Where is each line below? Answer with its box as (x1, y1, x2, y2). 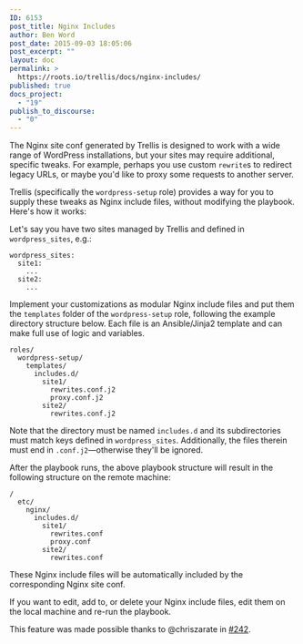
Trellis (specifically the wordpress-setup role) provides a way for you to (9, 187, 275, 198)
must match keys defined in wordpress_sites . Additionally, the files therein (9, 434, 288, 446)
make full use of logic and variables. (9, 328, 146, 339)
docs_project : (9, 89, 64, 98)
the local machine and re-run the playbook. (9, 607, 171, 618)
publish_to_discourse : (9, 107, 96, 116)
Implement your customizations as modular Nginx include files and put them (9, 299, 295, 310)
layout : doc (9, 56, 55, 65)
